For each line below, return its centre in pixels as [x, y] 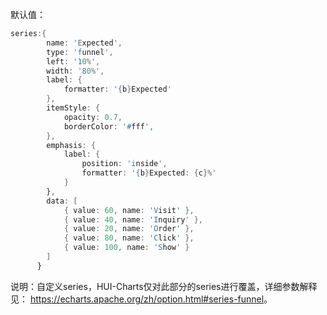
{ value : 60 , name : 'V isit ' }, [129, 210]
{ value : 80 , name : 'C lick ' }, [129, 238]
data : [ [62, 201]
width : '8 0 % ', [75, 71]
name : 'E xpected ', [84, 43]
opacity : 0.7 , [93, 117]
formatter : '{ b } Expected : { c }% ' [149, 173]
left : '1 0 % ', [73, 61]
